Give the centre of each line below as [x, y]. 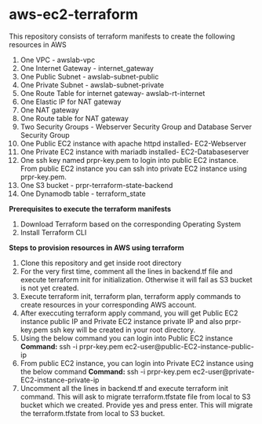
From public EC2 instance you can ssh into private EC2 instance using [133, 168]
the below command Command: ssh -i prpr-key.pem [106, 371]
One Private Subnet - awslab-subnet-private [92, 85]
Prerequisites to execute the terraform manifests [90, 208]
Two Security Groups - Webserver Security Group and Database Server [136, 127]
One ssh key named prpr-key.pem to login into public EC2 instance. [129, 160]
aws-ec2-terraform [74, 15]
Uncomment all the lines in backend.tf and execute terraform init [124, 388]
